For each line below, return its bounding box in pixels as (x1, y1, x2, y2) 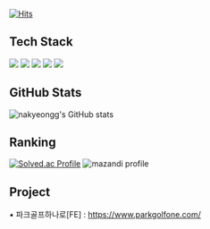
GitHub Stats (9, 85, 82, 100)
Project (9, 184, 51, 199)
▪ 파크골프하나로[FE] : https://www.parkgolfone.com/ (9, 209, 201, 220)
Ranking (9, 135, 56, 150)
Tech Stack (9, 34, 73, 49)
